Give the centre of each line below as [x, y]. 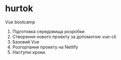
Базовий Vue [26, 41]
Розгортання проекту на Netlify [45, 47]
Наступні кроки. [29, 52]
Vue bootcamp [20, 22]
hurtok [19, 9]
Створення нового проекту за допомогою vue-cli [64, 37]
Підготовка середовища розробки [48, 31]
